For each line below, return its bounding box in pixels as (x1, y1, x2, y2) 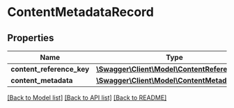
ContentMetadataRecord (7, 4, 155, 20)
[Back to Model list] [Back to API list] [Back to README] (7, 93, 167, 102)
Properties (7, 32, 54, 44)
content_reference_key (10, 64, 90, 74)
